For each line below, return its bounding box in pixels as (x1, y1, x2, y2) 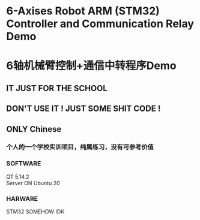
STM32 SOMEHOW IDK (6, 208, 65, 215)
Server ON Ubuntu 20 (6, 179, 60, 186)
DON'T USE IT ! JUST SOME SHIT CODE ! (6, 104, 161, 114)
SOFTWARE (6, 159, 41, 168)
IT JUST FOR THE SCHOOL (6, 83, 108, 94)
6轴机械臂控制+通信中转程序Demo (6, 59, 177, 73)
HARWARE (6, 194, 38, 203)
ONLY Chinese (6, 124, 62, 134)
